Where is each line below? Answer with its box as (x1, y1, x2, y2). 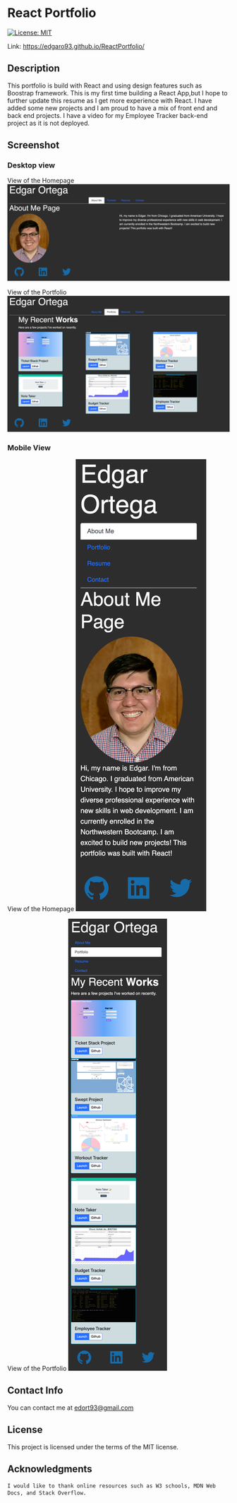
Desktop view (7, 160, 55, 170)
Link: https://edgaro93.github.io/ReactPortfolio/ (7, 42, 145, 50)
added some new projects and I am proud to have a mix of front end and (7, 104, 217, 112)
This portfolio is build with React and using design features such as (7, 81, 202, 90)
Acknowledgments (7, 1463, 93, 1475)
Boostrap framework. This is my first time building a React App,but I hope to (7, 88, 228, 97)
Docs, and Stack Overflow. (7, 1490, 87, 1497)
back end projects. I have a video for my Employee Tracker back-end (7, 111, 208, 119)
